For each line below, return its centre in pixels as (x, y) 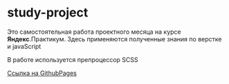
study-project (48, 13)
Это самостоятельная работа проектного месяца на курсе (94, 32)
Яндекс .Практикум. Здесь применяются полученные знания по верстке (114, 39)
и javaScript (24, 46)
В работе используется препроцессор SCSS (73, 59)
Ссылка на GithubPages (42, 73)
